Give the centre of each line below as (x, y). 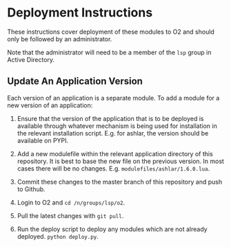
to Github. (31, 189)
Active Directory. (31, 59)
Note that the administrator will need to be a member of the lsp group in (109, 52)
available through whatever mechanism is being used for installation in (117, 126)
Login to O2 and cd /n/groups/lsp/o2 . (71, 202)
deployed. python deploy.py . (58, 236)
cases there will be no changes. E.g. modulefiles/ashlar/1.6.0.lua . (113, 168)
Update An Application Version (75, 82)
